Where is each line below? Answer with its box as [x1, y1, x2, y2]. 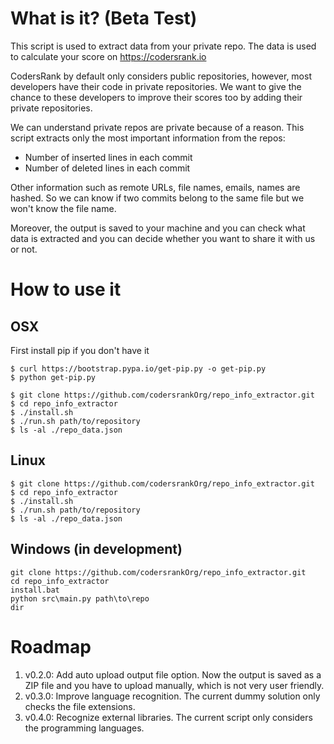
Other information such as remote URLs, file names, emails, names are [10, 181, 301, 193]
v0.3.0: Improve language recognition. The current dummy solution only [24, 690, 321, 702]
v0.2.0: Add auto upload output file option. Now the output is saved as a [24, 668, 322, 681]
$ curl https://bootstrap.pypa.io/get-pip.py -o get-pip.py [10, 363, 267, 374]
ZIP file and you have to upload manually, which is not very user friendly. [24, 679, 325, 691]
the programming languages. [24, 722, 145, 734]
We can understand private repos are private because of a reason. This [10, 121, 305, 133]
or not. [10, 243, 38, 255]
